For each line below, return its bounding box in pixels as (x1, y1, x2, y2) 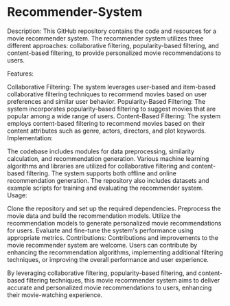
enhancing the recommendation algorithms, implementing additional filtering (7, 248, 223, 256)
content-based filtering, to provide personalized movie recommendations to (7, 49, 222, 57)
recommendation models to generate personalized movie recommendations (7, 219, 222, 227)
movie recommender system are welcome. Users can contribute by (7, 241, 198, 249)
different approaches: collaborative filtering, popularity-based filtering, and (7, 41, 220, 50)
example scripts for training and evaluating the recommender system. (7, 184, 204, 192)
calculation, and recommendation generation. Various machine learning (7, 154, 209, 162)
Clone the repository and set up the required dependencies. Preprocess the (7, 204, 221, 212)
